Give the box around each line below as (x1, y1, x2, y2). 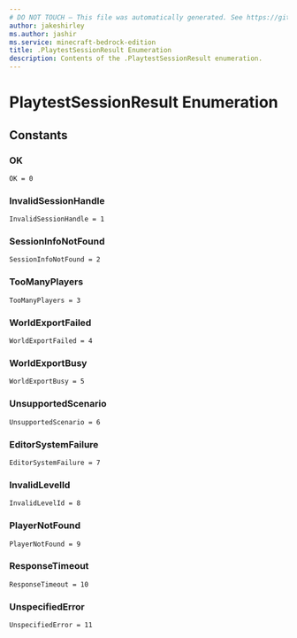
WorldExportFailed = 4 (9, 337, 93, 346)
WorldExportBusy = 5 (9, 377, 86, 386)
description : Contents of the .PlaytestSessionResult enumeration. (9, 54, 263, 63)
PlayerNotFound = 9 (9, 540, 81, 549)
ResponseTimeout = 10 (9, 580, 89, 589)
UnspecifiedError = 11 (9, 621, 93, 630)
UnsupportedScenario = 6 (9, 417, 101, 426)
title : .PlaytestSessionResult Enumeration (9, 46, 172, 55)
